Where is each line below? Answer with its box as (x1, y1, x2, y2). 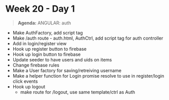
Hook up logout (12, 83, 46, 89)
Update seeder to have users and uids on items (12, 56, 112, 62)
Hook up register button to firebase (12, 46, 87, 52)
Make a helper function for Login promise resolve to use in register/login (12, 73, 164, 79)
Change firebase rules (12, 62, 60, 68)
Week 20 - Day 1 (5, 3, 75, 15)
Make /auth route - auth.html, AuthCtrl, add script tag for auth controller (12, 35, 163, 41)
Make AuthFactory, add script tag (12, 29, 83, 36)
